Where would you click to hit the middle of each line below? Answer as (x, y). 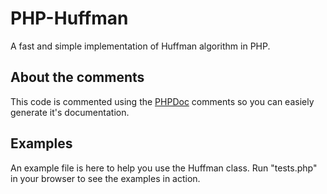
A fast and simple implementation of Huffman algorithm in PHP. (140, 46)
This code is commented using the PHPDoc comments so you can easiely (162, 101)
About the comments (77, 77)
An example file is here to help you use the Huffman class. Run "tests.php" (164, 168)
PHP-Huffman (69, 18)
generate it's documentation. (70, 112)
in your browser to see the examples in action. (105, 178)
